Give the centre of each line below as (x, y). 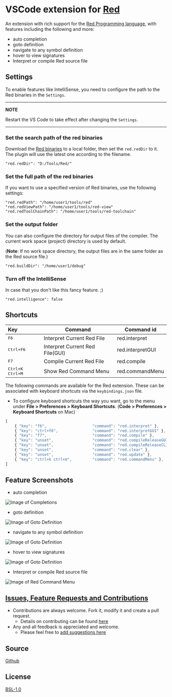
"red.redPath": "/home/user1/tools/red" (49, 203)
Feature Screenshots (39, 480)
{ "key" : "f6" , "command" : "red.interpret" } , (87, 426)
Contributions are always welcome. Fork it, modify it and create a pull (86, 611)
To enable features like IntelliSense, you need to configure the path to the (83, 89)
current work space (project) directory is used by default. (66, 241)
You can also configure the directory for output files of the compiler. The (82, 236)
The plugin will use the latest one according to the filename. (68, 154)
